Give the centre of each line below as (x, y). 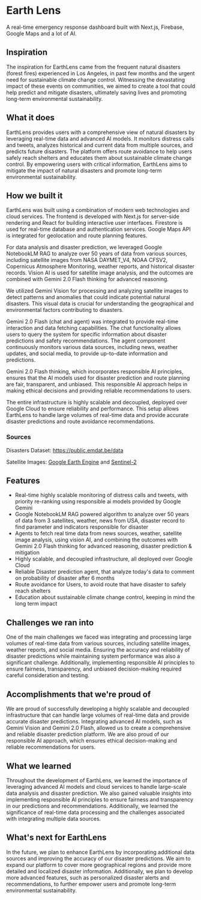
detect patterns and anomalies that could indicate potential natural (88, 297)
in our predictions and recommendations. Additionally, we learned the (92, 806)
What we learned (39, 766)
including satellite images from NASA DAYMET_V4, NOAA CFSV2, (87, 260)
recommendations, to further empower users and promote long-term (91, 884)
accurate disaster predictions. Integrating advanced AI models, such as (94, 722)
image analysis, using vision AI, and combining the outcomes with (96, 540)
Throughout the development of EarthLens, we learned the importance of (97, 780)
